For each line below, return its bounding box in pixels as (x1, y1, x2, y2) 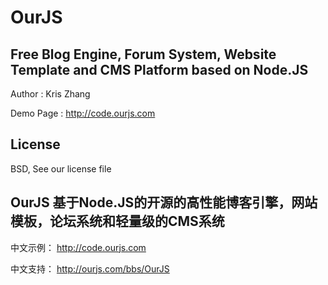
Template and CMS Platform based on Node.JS (10, 61, 309, 78)
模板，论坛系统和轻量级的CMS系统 (10, 213, 225, 230)
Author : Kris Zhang (10, 88, 91, 100)
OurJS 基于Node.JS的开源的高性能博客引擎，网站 (10, 194, 318, 211)
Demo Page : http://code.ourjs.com (10, 107, 156, 119)
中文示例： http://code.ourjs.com (10, 241, 147, 253)
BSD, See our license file (10, 162, 112, 175)
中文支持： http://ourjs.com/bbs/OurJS (10, 262, 170, 275)
